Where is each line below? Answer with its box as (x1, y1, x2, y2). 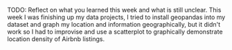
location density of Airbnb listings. (7, 35, 105, 43)
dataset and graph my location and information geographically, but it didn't (7, 21, 221, 28)
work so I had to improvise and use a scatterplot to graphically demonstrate (7, 27, 223, 36)
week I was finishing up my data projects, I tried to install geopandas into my (7, 13, 226, 21)
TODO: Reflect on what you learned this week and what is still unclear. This (7, 6, 222, 14)
